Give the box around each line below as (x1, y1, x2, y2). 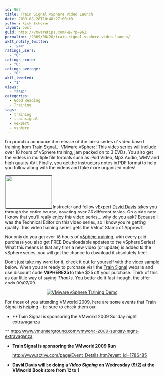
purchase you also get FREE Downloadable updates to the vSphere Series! (5, 239, 155, 245)
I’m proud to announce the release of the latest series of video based (5, 139, 144, 145)
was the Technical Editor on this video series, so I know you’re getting (5, 219, 146, 225)
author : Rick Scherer (5, 21, 49, 26)
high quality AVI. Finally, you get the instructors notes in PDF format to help (5, 160, 157, 165)
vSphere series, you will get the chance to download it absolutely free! (5, 250, 147, 256)
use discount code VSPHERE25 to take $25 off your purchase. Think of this (5, 270, 158, 276)
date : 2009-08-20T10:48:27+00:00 (5, 16, 73, 21)
